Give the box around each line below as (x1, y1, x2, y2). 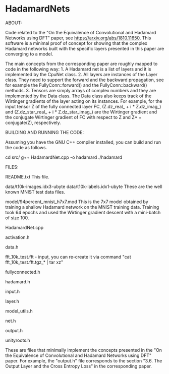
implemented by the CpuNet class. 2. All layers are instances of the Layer (5, 71, 158, 77)
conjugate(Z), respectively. (5, 119, 62, 126)
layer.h (5, 298, 19, 304)
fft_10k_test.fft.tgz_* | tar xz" (5, 259, 64, 265)
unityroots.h (5, 337, 30, 343)
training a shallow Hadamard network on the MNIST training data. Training (5, 204, 159, 210)
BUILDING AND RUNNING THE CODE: (5, 129, 84, 135)
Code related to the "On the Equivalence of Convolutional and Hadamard (5, 29, 156, 35)
